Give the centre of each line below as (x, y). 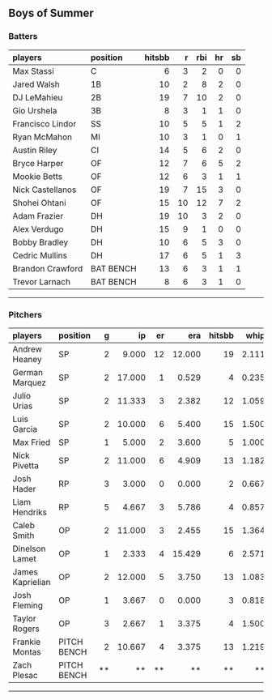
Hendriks (30, 512)
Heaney (27, 359)
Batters (23, 36)
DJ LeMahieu (38, 97)
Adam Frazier (38, 216)
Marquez (30, 382)
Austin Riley (35, 150)
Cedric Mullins (40, 255)
